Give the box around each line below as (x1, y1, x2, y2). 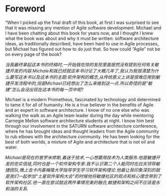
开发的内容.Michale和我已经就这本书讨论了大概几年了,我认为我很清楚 (9, 68, 151, 74)
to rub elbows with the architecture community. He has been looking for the (5, 133, 160, 140)
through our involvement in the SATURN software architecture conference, (5, 123, 158, 129)
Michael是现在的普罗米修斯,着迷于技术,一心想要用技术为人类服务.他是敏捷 (5, 154, 156, 160)
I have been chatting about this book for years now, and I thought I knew (5, 30, 153, 36)
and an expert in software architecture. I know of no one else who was (5, 107, 150, 113)
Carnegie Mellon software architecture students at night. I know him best (5, 118, 155, 124)
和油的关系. (5, 186, 29, 192)
